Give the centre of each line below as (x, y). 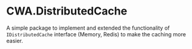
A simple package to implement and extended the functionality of (88, 28)
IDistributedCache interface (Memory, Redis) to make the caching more (96, 34)
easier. (15, 41)
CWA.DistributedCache (67, 11)
